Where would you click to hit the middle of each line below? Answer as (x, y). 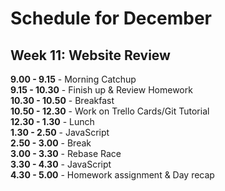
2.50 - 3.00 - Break (51, 143)
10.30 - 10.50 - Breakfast (62, 100)
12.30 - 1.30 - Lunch (52, 121)
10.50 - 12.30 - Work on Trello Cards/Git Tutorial (110, 111)
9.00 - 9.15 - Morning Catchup (73, 79)
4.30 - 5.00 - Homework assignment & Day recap (112, 175)
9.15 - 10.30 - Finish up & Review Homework (101, 90)
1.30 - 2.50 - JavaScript (60, 132)
